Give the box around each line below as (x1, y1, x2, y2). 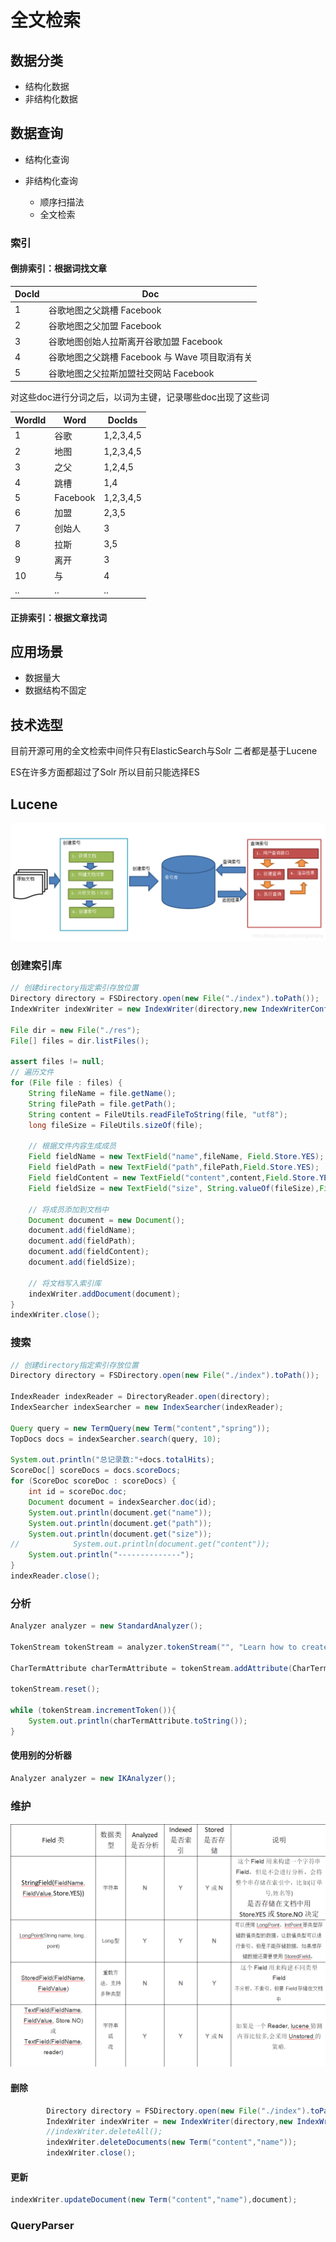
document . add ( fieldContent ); (28, 1247, 150, 1257)
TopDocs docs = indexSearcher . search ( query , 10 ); (10, 1434, 222, 1444)
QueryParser (10, 2219, 75, 2233)
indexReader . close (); (10, 1571, 101, 1581)
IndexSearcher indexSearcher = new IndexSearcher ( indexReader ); (10, 1402, 284, 1413)
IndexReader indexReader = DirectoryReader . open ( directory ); (10, 1392, 271, 1402)
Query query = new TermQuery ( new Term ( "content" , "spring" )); (10, 1423, 271, 1433)
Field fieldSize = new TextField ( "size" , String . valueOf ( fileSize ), (28, 1183, 320, 1193)
